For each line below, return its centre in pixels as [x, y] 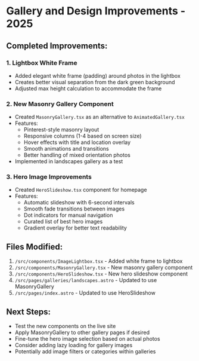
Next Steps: [28, 312]
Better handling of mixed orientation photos [77, 155]
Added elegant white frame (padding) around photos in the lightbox [97, 75]
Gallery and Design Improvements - [96, 11]
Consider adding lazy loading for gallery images [74, 345]
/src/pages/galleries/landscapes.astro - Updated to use [86, 280]
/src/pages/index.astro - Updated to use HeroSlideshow [85, 293]
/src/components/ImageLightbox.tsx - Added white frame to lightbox [99, 261]
